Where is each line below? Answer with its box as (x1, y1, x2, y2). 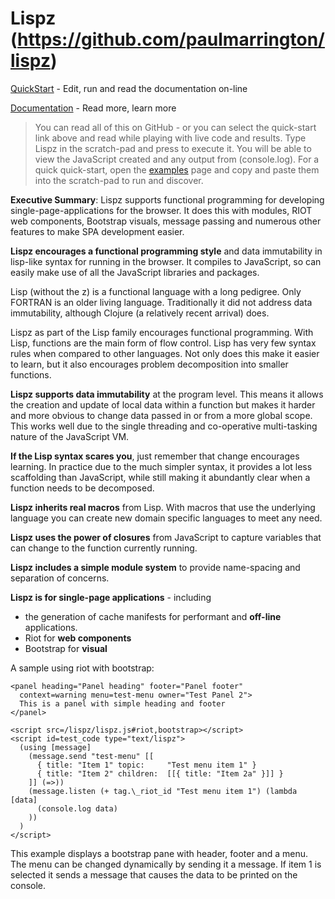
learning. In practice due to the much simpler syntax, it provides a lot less (10, 460, 313, 472)
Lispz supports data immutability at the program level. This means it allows (10, 388, 324, 400)
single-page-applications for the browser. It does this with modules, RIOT (10, 204, 313, 216)
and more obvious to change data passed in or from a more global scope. (10, 409, 313, 421)
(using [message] (19, 742, 92, 752)
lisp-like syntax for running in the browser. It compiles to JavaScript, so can (10, 255, 322, 267)
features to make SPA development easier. (10, 225, 185, 237)
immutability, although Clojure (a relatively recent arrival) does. (10, 307, 270, 319)
